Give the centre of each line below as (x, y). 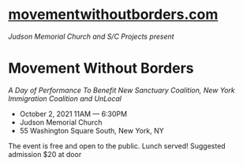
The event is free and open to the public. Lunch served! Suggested (117, 146)
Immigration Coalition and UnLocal (65, 98)
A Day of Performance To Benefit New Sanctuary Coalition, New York (121, 90)
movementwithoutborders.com (113, 15)
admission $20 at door (45, 154)
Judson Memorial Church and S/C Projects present (92, 36)
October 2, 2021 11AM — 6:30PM (73, 114)
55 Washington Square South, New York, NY (92, 130)
